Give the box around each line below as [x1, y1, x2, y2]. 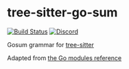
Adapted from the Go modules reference [7, 53, 122, 62]
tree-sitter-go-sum [7, 5, 118, 20]
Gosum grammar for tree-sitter [7, 40, 95, 49]
